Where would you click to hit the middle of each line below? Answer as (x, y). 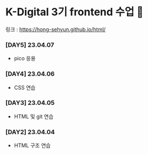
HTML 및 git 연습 (34, 116)
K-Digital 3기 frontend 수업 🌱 (75, 12)
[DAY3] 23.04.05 (30, 103)
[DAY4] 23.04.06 (30, 74)
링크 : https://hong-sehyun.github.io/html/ (56, 29)
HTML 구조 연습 (32, 146)
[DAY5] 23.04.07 (30, 45)
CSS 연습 (25, 87)
